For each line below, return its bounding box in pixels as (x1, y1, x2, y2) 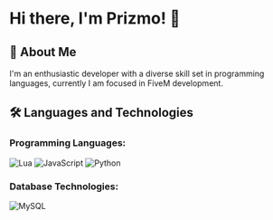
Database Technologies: (9, 180, 119, 193)
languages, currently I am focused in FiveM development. (9, 78, 224, 89)
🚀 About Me (9, 44, 77, 60)
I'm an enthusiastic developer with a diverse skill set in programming (9, 68, 265, 79)
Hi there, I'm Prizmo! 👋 (9, 8, 181, 29)
